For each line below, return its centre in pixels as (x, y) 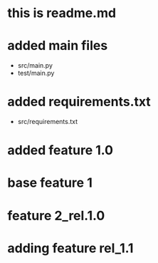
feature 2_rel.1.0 (56, 216)
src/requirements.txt (48, 122)
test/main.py (36, 73)
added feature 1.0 (60, 150)
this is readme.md (62, 13)
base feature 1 (50, 183)
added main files (58, 46)
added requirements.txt (79, 102)
